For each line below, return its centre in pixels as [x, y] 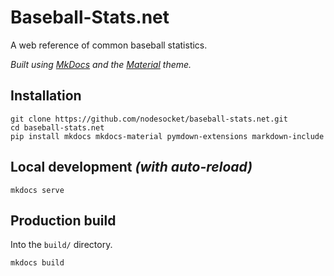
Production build [63, 220]
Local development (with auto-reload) [131, 167]
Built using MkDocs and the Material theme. [101, 64]
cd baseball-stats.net [57, 127]
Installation [46, 96]
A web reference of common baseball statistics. [109, 45]
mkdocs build [37, 263]
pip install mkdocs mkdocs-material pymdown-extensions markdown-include [167, 136]
